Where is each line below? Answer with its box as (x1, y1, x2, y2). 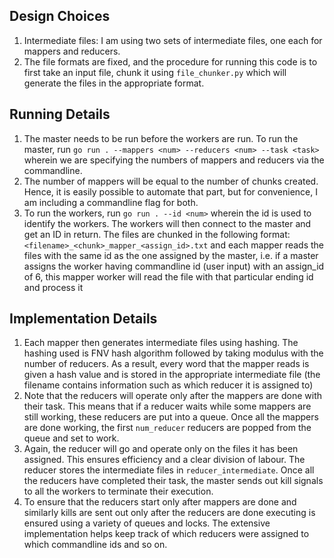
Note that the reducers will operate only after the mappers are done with (23, 390, 322, 402)
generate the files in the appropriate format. (23, 77, 205, 89)
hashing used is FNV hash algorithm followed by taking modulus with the (23, 347, 324, 359)
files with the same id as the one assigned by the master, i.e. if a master (23, 249, 319, 261)
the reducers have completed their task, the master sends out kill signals (23, 475, 324, 487)
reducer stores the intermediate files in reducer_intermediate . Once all (23, 464, 315, 476)
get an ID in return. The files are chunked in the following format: (23, 228, 291, 240)
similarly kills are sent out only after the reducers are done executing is (23, 507, 316, 519)
